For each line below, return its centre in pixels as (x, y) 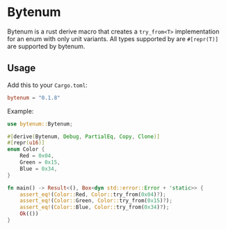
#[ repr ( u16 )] (26, 143)
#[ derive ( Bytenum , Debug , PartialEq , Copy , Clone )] (83, 137)
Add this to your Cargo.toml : (48, 85)
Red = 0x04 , (37, 156)
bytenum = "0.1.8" (34, 98)
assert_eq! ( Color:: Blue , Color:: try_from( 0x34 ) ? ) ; (95, 207)
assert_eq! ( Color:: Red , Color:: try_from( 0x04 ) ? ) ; (93, 194)
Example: (21, 111)
